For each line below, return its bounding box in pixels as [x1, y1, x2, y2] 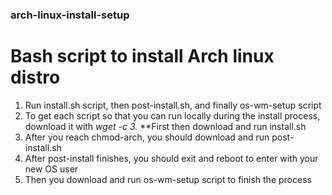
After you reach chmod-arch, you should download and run [24, 131, 270, 143]
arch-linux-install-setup [10, 8, 130, 22]
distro [10, 66, 61, 89]
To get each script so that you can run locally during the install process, [24, 109, 321, 122]
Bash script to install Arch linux [10, 45, 275, 68]
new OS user [24, 163, 79, 175]
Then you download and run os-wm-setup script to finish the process [24, 173, 312, 185]
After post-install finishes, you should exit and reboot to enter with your [24, 152, 319, 164]
